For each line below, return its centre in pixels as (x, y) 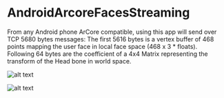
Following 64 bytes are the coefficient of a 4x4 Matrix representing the (108, 54)
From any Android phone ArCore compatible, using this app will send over (112, 32)
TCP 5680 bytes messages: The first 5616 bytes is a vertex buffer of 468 (111, 39)
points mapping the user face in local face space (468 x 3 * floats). (102, 46)
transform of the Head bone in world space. (69, 61)
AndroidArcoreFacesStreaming (99, 13)
